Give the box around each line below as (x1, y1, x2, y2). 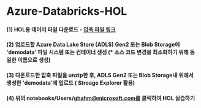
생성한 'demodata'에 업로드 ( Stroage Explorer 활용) (6, 79, 135, 87)
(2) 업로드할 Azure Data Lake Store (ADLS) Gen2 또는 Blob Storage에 (6, 41, 180, 48)
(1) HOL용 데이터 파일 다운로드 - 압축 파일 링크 (6, 26, 116, 33)
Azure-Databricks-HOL (6, 4, 127, 18)
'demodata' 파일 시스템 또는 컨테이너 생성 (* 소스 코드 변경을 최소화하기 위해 (6, 48, 189, 56)
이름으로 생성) (17, 56, 51, 64)
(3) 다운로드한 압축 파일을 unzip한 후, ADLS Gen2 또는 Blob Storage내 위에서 (6, 71, 194, 79)
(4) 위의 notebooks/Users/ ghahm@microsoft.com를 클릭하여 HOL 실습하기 (6, 94, 195, 102)
